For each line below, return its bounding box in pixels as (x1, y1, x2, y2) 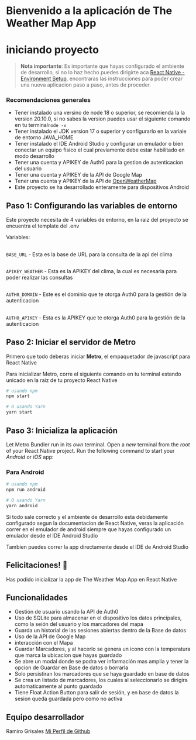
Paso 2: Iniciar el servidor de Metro (6, 338, 136, 347)
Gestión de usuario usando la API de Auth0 (14, 608, 119, 615)
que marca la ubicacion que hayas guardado (14, 652, 122, 659)
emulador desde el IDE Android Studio (6, 532, 98, 539)
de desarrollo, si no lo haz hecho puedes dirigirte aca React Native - (20, 69, 185, 76)
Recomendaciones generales (6, 96, 91, 104)
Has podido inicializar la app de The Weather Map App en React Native (6, 576, 177, 583)
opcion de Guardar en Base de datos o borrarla (14, 664, 129, 671)
